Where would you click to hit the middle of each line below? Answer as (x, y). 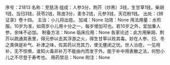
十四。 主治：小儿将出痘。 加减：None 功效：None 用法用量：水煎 (92, 20)
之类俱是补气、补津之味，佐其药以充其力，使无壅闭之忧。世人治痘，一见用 (83, 45)
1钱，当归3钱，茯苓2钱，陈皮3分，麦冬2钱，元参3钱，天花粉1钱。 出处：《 (82, 13)
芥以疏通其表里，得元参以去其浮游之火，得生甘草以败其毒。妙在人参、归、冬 (85, 38)
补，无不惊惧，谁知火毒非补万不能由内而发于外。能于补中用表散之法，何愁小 (85, 51)
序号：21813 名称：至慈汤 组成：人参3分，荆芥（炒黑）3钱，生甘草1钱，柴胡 (85, 7)
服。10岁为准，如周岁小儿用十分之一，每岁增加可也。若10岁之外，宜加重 (81, 26)
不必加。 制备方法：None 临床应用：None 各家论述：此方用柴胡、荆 (93, 32)
